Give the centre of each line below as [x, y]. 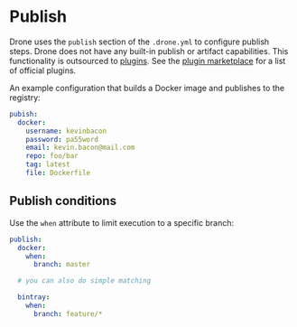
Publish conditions [63, 201]
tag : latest [48, 164]
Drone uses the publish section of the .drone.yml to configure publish [139, 42]
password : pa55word [62, 139]
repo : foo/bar [52, 156]
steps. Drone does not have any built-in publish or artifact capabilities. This [149, 51]
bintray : [34, 297]
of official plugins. [43, 70]
